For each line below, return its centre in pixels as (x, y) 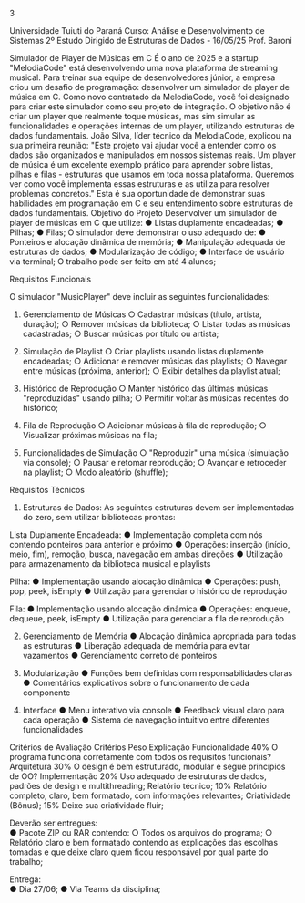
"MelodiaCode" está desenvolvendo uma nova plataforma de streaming (144, 68)
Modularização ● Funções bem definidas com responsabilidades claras (158, 673)
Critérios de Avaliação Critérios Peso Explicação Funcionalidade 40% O (144, 747)
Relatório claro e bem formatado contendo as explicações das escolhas (144, 842)
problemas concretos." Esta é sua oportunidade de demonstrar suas (137, 194)
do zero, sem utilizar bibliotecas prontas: (99, 517)
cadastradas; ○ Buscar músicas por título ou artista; (121, 333)
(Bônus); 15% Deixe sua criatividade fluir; (86, 805)
